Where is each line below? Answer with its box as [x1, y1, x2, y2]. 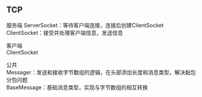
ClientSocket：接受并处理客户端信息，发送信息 [6, 29, 123, 36]
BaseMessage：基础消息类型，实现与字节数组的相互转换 [6, 84, 148, 91]
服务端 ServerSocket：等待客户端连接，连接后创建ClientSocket [6, 21, 164, 29]
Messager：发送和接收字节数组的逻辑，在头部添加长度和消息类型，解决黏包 [6, 69, 196, 76]
